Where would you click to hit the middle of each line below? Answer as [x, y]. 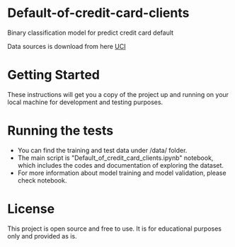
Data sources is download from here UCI [67, 46]
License [31, 209]
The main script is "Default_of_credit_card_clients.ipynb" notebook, [115, 158]
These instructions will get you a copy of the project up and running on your [118, 94]
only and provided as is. [42, 236]
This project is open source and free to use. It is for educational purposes [114, 229]
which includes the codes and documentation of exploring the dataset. [121, 165]
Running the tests [61, 131]
